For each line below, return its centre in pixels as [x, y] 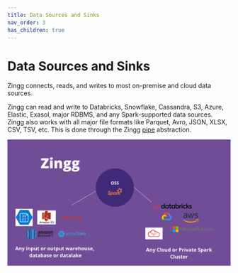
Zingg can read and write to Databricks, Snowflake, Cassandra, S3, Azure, [116, 107]
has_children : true [36, 30]
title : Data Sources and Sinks [53, 15]
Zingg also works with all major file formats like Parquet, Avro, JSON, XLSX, [118, 122]
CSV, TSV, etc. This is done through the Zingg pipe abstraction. [100, 130]
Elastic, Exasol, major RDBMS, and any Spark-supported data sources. [110, 114]
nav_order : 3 [27, 22]
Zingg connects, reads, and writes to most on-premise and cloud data [109, 86]
